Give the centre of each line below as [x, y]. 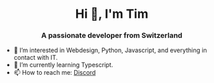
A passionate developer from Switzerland [112, 36]
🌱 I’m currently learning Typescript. [63, 65]
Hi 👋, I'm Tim [112, 14]
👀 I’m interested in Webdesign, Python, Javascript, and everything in [110, 50]
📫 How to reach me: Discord [55, 73]
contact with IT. [36, 58]
